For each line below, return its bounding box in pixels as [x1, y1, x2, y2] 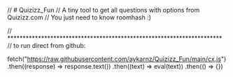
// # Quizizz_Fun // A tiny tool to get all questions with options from [7, 6, 200, 14]
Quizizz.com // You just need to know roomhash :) [7, 13, 152, 22]
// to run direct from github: [7, 42, 86, 49]
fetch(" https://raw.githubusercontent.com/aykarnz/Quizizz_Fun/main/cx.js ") [7, 55, 227, 63]
